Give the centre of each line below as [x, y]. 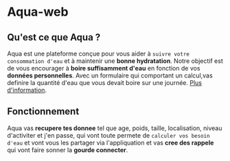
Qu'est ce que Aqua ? [54, 37]
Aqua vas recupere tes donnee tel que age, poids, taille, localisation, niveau [115, 128]
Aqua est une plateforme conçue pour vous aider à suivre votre [99, 53]
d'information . [27, 90]
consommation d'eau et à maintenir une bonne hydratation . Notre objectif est [115, 61]
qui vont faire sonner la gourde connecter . [68, 150]
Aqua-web [38, 12]
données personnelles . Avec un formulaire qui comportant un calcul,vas [110, 75]
